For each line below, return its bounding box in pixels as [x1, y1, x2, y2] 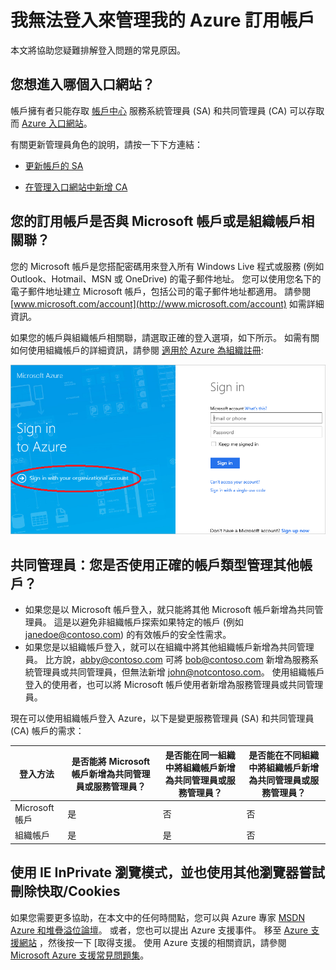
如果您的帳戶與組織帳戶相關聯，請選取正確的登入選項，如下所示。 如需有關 [10, 331, 320, 343]
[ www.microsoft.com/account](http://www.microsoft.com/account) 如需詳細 [10, 297, 325, 310]
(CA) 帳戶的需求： [10, 725, 85, 737]
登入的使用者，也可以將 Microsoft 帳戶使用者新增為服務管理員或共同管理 [24, 679, 324, 691]
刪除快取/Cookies [10, 883, 121, 900]
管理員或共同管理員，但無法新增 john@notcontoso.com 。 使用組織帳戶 [33, 666, 325, 678]
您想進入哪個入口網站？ [10, 76, 155, 93]
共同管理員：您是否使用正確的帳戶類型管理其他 [10, 556, 300, 573]
